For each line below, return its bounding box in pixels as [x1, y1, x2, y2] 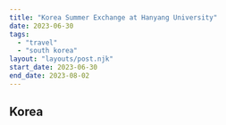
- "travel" [17, 37, 58, 47]
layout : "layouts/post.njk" [9, 54, 114, 63]
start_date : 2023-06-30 [9, 63, 98, 72]
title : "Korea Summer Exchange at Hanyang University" [9, 12, 218, 22]
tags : [9, 29, 29, 38]
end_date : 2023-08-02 [9, 71, 90, 80]
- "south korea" [17, 46, 78, 55]
